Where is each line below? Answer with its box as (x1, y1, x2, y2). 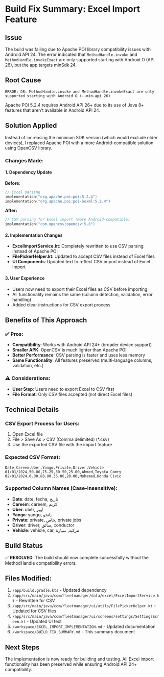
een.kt (12, 619, 26, 625)
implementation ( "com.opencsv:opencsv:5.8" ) (5, 222, 95, 226)
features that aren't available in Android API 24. (5, 107, 100, 113)
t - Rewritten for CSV (12, 598, 55, 603)
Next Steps (5, 643, 40, 652)
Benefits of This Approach (5, 316, 87, 324)
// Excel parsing (5, 190, 41, 195)
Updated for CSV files (12, 608, 57, 614)
